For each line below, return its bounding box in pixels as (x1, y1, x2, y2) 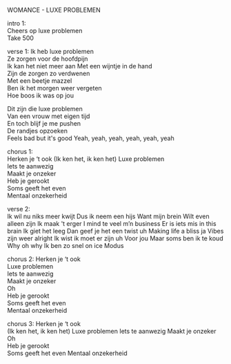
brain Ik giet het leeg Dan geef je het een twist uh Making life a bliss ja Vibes (7, 227, 224, 235)
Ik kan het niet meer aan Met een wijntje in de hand (7, 62, 152, 70)
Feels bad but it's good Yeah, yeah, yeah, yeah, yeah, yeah (7, 134, 174, 142)
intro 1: (7, 19, 26, 27)
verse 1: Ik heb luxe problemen (7, 48, 94, 55)
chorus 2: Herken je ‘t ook (7, 255, 81, 263)
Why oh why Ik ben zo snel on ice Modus (7, 242, 124, 249)
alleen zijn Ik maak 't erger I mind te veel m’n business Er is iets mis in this (7, 220, 217, 227)
